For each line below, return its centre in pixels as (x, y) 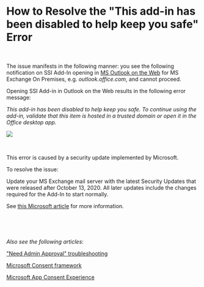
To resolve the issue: (33, 169)
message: (19, 97)
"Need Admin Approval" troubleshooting (57, 253)
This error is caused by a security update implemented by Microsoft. (93, 157)
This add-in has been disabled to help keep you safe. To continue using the (101, 109)
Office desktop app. (31, 122)
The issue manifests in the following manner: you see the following (90, 66)
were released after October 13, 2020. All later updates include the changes (101, 187)
